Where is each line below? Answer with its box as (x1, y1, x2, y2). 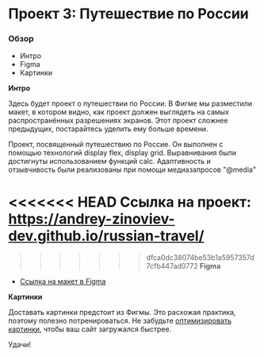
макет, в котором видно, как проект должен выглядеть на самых (8, 107, 230, 117)
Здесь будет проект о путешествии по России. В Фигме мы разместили (8, 99, 252, 108)
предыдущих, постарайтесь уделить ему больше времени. (8, 124, 209, 134)
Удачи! (8, 340, 32, 350)
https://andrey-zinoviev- (8, 210, 176, 227)
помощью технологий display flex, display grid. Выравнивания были (8, 148, 236, 157)
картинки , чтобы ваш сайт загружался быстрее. (8, 324, 172, 334)
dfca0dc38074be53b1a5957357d (146, 253, 255, 262)
